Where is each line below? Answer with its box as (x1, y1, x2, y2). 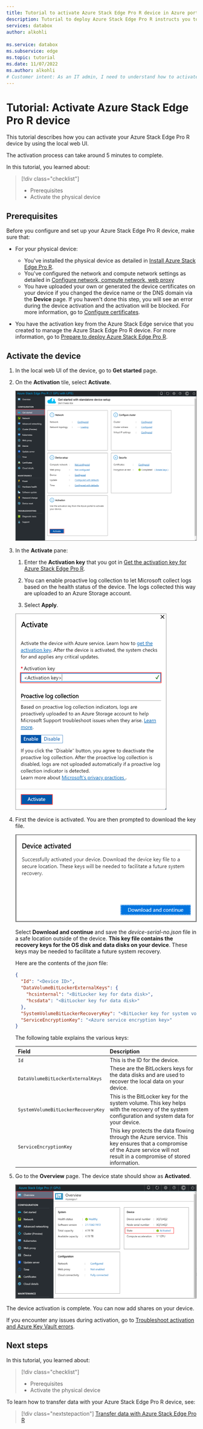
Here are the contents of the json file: (14, 960, 108, 967)
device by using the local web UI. (6, 140, 89, 147)
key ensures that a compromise (109, 1140, 188, 1147)
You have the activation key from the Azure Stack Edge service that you (14, 320, 194, 327)
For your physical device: (14, 246, 79, 253)
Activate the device (6, 350, 82, 361)
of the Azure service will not (109, 1146, 179, 1153)
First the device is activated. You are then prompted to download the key (14, 816, 196, 823)
